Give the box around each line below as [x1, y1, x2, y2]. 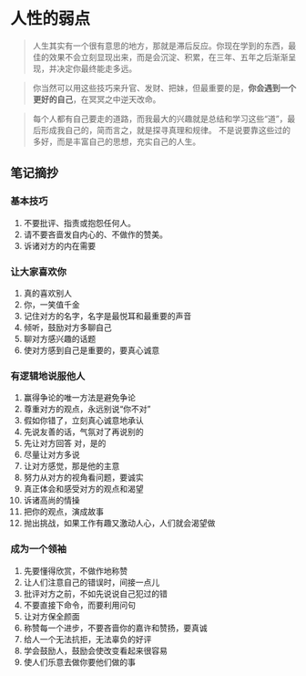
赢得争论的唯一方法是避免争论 [23, 392, 136, 403]
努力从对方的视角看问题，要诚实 [23, 472, 144, 484]
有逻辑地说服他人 [10, 369, 86, 382]
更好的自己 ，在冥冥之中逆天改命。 [32, 93, 161, 105]
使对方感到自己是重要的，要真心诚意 [23, 344, 160, 356]
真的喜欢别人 [23, 287, 72, 298]
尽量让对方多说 [23, 449, 80, 461]
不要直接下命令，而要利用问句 [23, 599, 136, 610]
